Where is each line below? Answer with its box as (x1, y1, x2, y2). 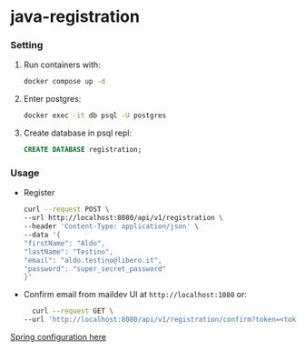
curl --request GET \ (32, 306, 114, 316)
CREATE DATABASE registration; (23, 145, 143, 155)
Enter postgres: (23, 94, 82, 105)
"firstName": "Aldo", (23, 238, 105, 247)
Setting (10, 39, 44, 52)
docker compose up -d (23, 77, 105, 86)
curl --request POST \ (23, 205, 110, 215)
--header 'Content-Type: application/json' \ (23, 222, 199, 231)
